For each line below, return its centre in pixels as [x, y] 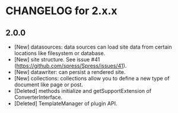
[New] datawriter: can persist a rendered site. [70, 72]
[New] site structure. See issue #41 [57, 59]
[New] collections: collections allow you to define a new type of [92, 78]
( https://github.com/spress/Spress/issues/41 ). [70, 66]
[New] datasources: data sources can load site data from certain [93, 47]
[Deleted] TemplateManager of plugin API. [66, 104]
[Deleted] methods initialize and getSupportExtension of [83, 91]
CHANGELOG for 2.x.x [61, 11]
